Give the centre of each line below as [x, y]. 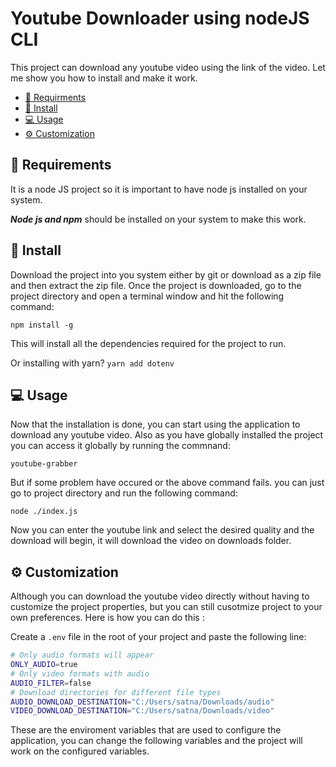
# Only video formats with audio [80, 673]
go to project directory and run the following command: [124, 493]
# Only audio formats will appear [82, 655]
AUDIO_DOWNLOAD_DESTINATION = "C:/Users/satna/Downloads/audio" [142, 702]
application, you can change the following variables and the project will [156, 741]
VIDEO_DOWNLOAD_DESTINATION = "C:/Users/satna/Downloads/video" [142, 711]
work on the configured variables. [80, 751]
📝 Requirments [55, 97]
